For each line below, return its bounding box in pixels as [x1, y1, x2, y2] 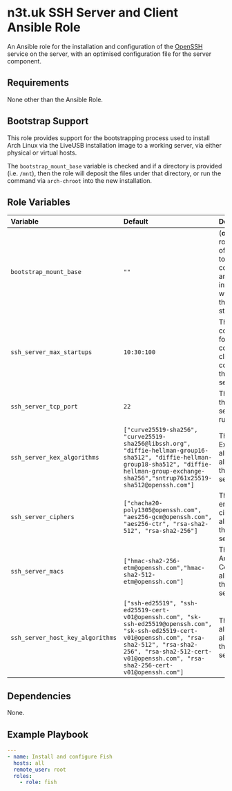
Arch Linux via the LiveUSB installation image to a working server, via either [7, 141, 222, 149]
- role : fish [19, 779, 57, 786]
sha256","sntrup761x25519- [123, 474, 213, 482]
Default [123, 217, 148, 226]
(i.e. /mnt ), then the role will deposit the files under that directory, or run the [7, 169, 222, 177]
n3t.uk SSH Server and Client [7, 5, 178, 21]
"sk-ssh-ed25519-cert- [123, 627, 198, 635]
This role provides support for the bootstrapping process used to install [7, 133, 211, 142]
